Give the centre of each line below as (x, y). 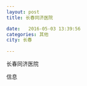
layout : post (23, 12)
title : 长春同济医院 (30, 18)
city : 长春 (19, 40)
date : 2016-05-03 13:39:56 (43, 29)
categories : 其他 (28, 34)
